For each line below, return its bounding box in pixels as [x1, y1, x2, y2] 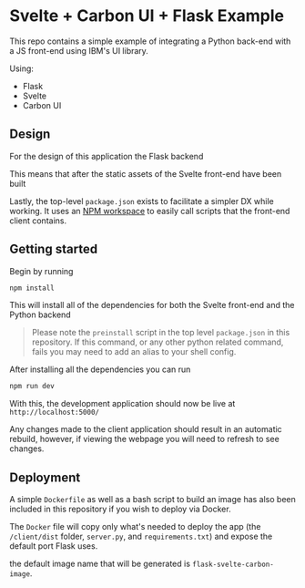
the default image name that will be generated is [9, 558, 191, 570]
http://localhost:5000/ [9, 407, 100, 418]
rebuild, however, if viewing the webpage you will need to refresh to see [9, 434, 280, 445]
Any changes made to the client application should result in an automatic [9, 424, 282, 435]
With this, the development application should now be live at [9, 398, 236, 409]
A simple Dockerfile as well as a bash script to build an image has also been [9, 494, 296, 505]
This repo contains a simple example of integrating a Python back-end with [9, 36, 291, 46]
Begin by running [9, 265, 74, 276]
